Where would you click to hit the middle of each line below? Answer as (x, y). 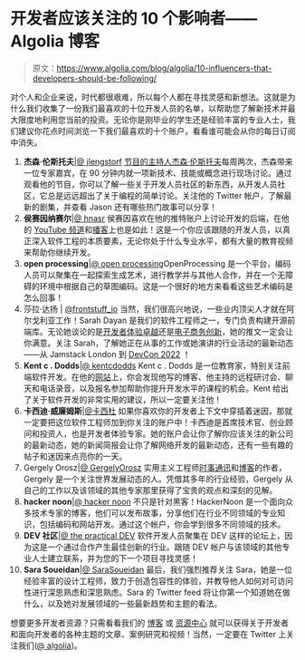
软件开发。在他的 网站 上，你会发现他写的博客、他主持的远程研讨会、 (158, 376)
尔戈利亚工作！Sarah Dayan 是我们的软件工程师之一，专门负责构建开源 (155, 320)
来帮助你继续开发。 (59, 252)
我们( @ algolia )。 (50, 645)
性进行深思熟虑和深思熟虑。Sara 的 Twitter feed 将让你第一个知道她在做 (157, 592)
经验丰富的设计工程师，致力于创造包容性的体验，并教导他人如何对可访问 (158, 580)
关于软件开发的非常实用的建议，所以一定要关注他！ (127, 399)
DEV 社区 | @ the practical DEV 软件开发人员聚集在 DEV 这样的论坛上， (154, 535)
